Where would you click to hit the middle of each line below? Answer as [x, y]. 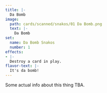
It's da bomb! [24, 71]
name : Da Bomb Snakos [32, 43]
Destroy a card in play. [36, 61]
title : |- [16, 10]
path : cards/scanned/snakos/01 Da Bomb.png [56, 24]
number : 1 [20, 47]
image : [12, 19]
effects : [14, 52]
